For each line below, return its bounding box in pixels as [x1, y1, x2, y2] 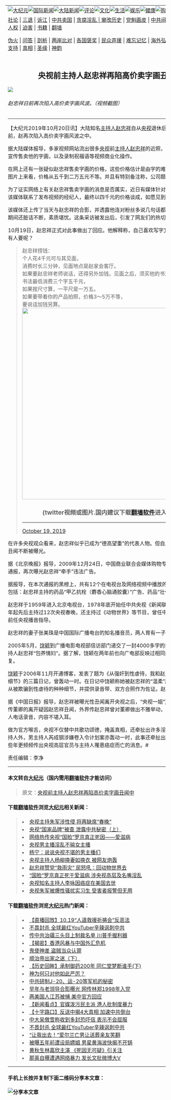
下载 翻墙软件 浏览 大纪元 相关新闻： [8, 804, 90, 811]
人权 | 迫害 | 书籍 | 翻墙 [8, 24, 62, 31]
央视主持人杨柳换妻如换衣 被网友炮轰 [29, 856, 118, 864]
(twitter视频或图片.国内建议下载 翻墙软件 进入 [42, 509, 167, 517]
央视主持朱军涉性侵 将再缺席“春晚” [29, 818, 112, 825]
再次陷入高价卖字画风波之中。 [23, 132, 95, 139]
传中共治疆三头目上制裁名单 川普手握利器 [29, 932, 128, 939]
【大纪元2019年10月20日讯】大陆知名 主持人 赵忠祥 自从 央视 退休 [8, 125, 162, 132]
